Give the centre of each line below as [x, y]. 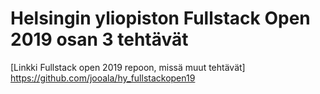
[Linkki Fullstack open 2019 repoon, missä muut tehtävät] [128, 67]
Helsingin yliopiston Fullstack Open [160, 18]
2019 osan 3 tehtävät [99, 39]
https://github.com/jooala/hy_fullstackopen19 [103, 78]
